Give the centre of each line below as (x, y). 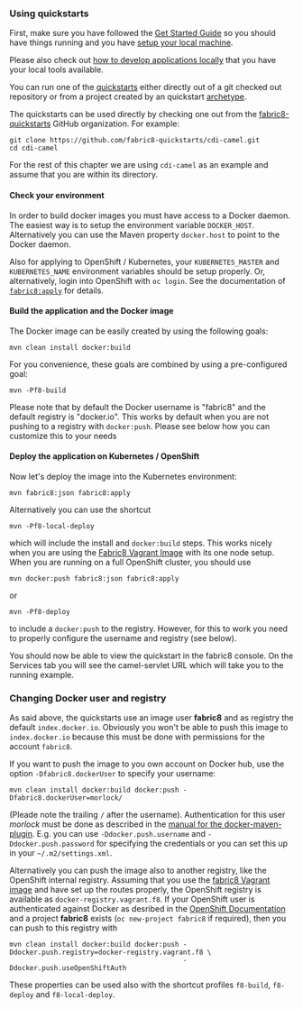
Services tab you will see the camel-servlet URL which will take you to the (147, 665)
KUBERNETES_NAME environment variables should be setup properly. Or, (138, 271)
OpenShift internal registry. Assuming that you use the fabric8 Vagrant (140, 880)
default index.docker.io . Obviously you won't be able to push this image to (149, 728)
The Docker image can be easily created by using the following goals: (139, 331)
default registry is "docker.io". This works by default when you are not (139, 417)
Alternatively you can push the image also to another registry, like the (138, 871)
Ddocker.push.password (52, 844)
